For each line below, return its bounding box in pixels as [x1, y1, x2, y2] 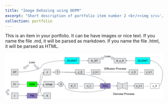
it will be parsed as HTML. [5, 43, 59, 49]
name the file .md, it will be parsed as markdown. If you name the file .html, [5, 38, 160, 44]
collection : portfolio [5, 18, 52, 23]
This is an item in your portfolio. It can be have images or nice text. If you [5, 33, 155, 39]
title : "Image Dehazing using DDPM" [5, 8, 81, 13]
